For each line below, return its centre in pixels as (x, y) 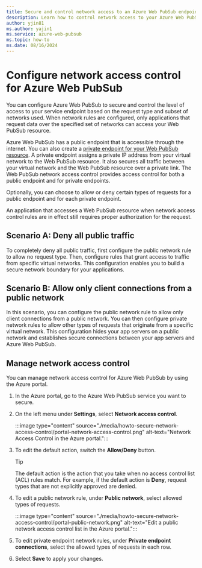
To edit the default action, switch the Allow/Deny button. (85, 450)
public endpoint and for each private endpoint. (64, 198)
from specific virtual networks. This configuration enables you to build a (95, 263)
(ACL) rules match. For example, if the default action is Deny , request (101, 480)
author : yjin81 (25, 23)
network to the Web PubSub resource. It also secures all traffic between (95, 161)
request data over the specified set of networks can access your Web (93, 124)
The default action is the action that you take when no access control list (105, 473)
